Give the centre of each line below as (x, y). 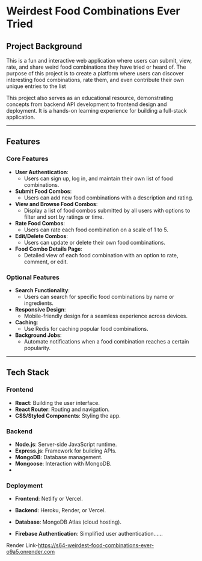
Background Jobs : (38, 335)
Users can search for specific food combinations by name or (99, 296)
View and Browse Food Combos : (56, 204)
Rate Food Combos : (40, 223)
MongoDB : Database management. (59, 457)
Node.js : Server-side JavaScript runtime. (66, 444)
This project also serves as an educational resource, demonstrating (90, 98)
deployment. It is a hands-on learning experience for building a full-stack (97, 111)
